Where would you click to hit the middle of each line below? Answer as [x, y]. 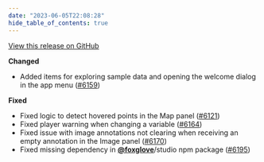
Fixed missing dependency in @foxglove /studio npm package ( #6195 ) [135, 149]
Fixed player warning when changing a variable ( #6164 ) [111, 124]
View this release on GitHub [54, 45]
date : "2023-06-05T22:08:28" [56, 15]
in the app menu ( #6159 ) [60, 85]
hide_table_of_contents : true [58, 23]
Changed [24, 61]
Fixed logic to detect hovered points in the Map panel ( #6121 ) [120, 115]
